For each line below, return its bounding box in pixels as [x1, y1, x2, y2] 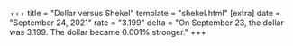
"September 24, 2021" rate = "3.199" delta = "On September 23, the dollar [9, 17, 284, 28]
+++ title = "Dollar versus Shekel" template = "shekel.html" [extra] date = [9, 8, 281, 18]
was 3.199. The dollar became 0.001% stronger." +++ [9, 27, 206, 37]
